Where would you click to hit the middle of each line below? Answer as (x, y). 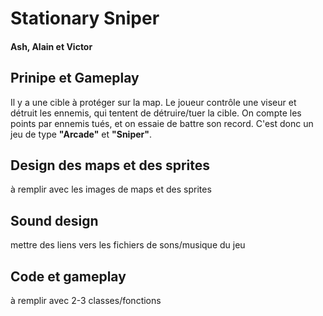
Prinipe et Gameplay (75, 78)
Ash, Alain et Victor (51, 46)
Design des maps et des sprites (110, 165)
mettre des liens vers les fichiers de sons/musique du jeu (128, 245)
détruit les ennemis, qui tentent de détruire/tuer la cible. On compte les (156, 113)
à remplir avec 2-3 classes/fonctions (86, 301)
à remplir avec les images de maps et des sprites (111, 189)
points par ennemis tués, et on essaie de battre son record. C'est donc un (162, 123)
